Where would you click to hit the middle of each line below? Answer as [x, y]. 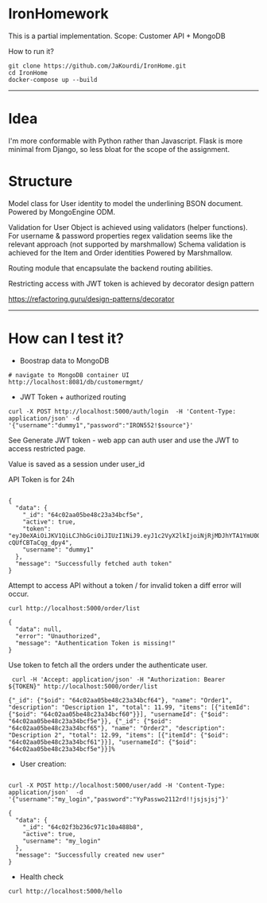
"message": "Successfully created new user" [90, 855]
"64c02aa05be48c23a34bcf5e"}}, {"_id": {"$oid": [90, 721]
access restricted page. [47, 448]
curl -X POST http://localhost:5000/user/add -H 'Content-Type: [117, 785]
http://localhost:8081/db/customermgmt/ [76, 382]
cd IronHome [28, 72]
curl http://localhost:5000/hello [66, 891]
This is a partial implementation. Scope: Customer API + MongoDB [117, 36]
